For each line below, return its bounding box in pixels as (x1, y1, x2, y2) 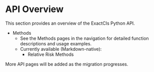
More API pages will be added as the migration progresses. (5, 61, 129, 67)
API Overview (5, 4, 64, 15)
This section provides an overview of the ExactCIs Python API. (5, 20, 135, 26)
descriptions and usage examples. (20, 40, 92, 46)
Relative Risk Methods (27, 51, 74, 57)
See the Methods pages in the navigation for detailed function (20, 35, 149, 41)
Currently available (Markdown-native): (20, 46, 102, 52)
